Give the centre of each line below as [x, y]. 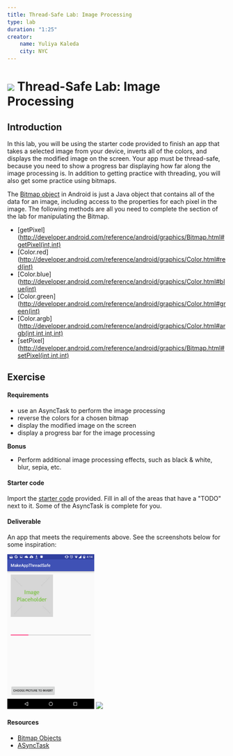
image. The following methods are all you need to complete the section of [113, 209]
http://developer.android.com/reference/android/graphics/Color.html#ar [123, 326]
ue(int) [27, 289]
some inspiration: [32, 545]
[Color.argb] [34, 319]
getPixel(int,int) [39, 244]
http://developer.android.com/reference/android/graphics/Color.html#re [123, 259]
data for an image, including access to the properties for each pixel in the [112, 201]
